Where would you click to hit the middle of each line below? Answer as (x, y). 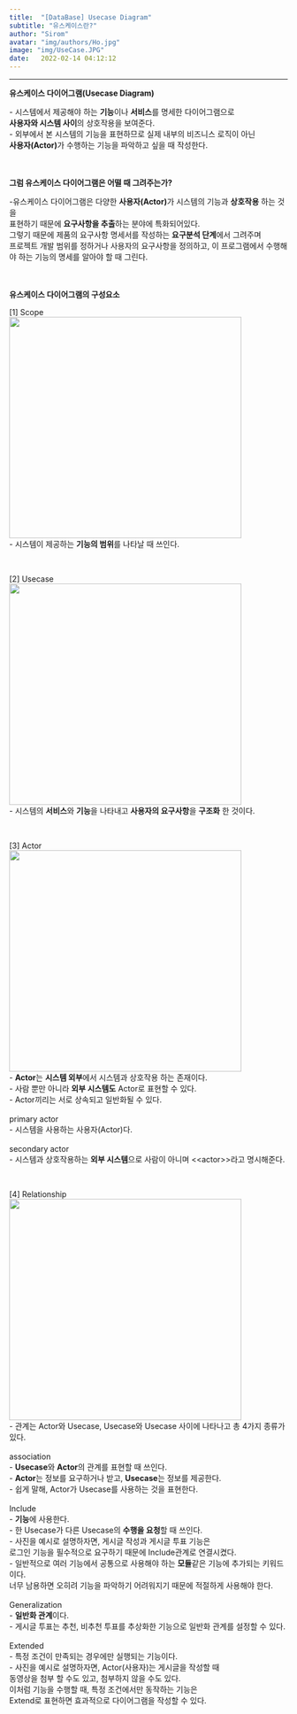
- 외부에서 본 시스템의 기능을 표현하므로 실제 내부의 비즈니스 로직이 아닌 (133, 134)
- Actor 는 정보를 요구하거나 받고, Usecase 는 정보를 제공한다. (115, 1478)
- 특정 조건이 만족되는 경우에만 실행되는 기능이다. (94, 1656)
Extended (27, 1646)
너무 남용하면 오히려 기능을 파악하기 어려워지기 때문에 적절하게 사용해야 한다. (141, 1585)
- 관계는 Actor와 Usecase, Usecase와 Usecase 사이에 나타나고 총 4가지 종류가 (147, 1426)
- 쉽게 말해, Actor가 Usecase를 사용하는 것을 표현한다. (104, 1489)
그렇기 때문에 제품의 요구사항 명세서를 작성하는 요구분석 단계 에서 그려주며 (135, 235)
